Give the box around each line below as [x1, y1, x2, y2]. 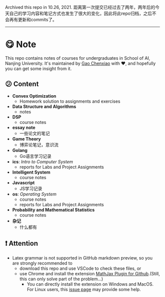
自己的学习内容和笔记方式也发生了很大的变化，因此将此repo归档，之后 [9, 10, 152, 16]
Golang [12, 147, 28, 153]
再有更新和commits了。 [9, 17, 57, 22]
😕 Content [5, 80, 39, 88]
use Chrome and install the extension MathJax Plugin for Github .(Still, [19, 270, 161, 276]
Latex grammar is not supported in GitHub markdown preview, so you [12, 255, 153, 260]
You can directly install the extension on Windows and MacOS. [27, 281, 154, 287]
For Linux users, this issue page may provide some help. [27, 286, 141, 292]
